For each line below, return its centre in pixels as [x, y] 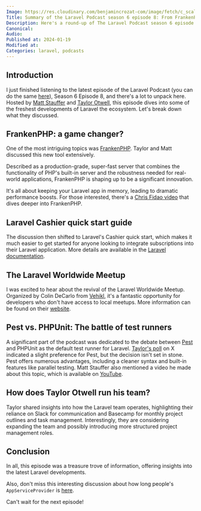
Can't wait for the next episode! [45, 502]
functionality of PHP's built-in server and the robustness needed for [90, 173]
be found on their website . [39, 309]
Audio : [14, 34]
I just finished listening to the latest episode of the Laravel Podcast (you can [100, 89]
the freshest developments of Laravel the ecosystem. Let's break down [94, 109]
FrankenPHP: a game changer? [65, 134]
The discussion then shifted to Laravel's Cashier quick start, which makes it [99, 237]
